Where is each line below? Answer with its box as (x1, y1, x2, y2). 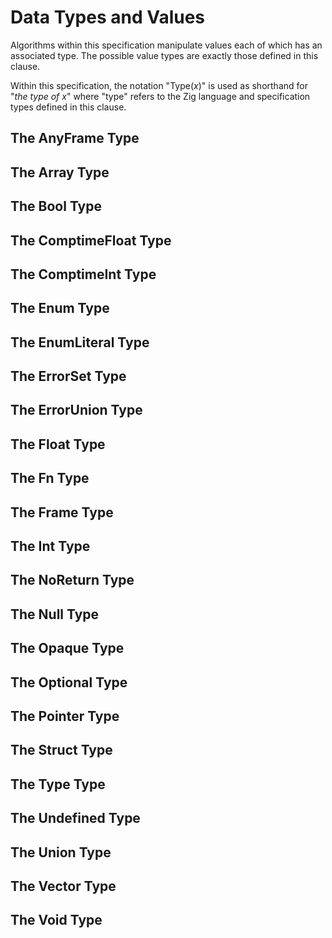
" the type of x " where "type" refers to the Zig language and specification (10, 90, 311, 102)
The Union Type (10, 844, 112, 861)
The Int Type (10, 538, 91, 555)
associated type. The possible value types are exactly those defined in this (10, 49, 319, 61)
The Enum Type (10, 300, 110, 317)
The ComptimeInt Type (10, 266, 157, 283)
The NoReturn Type (10, 572, 135, 589)
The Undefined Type (10, 810, 141, 827)
